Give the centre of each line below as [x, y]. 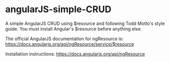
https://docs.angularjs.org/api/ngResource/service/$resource [70, 44]
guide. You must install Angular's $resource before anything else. [74, 28]
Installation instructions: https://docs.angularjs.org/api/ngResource [75, 54]
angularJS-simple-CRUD [58, 9]
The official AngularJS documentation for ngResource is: [64, 39]
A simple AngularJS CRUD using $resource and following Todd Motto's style [85, 23]
